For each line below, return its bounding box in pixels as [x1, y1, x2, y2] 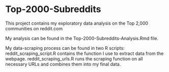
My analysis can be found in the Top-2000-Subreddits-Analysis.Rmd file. [5, 35, 159, 41]
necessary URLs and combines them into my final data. [5, 61, 121, 67]
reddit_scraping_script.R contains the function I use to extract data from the [5, 50, 164, 56]
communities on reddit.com [5, 25, 63, 31]
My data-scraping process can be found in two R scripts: [5, 45, 125, 51]
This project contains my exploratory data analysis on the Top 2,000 [5, 20, 149, 26]
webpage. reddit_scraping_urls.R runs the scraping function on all [5, 55, 144, 61]
